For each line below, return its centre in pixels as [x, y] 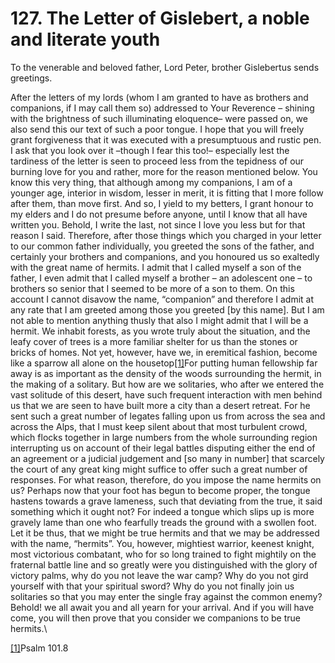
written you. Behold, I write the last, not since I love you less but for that [158, 224]
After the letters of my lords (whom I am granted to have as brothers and [159, 97]
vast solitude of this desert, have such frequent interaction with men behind [166, 394]
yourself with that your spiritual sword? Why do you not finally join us [152, 586]
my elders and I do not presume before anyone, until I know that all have [159, 214]
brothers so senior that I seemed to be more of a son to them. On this [152, 288]
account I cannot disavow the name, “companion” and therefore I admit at [162, 299]
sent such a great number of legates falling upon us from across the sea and [168, 416]
